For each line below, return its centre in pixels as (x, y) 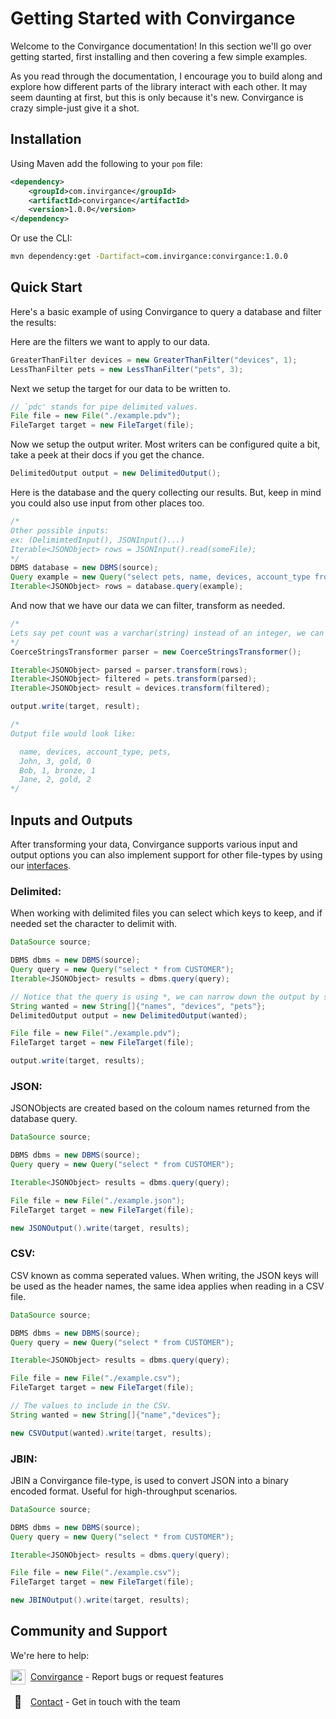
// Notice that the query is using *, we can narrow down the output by (165, 997)
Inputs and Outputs (71, 820)
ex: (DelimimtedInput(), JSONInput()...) (98, 540)
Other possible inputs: (60, 530)
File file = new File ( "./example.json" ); (98, 1200)
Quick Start (46, 287)
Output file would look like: (73, 733)
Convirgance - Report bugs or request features (127, 1677)
